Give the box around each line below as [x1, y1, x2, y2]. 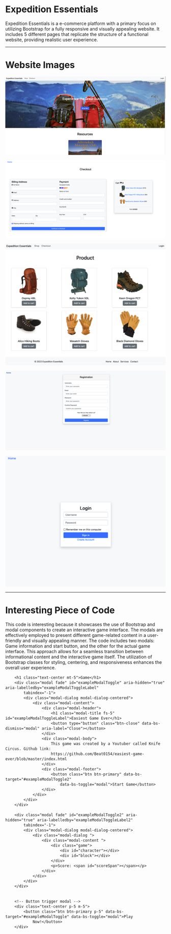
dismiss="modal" [5, 726, 40, 731]
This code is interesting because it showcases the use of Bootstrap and [5, 622, 155, 628]
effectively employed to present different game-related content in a [5, 632, 147, 638]
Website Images [5, 60, 75, 71]
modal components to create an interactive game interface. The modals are [5, 627, 163, 633]
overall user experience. [5, 665, 56, 671]
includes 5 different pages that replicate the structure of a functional [5, 31, 149, 37]
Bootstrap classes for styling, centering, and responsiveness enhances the [5, 659, 162, 665]
